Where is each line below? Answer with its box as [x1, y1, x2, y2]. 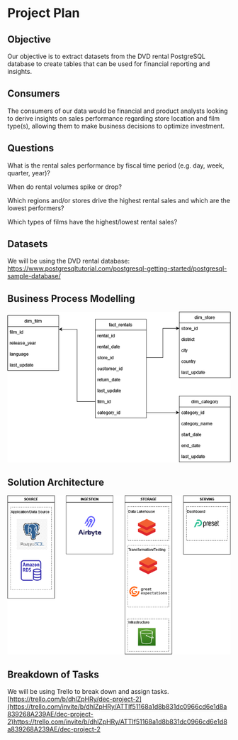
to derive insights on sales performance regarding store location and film [7, 114, 220, 122]
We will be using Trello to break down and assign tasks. [7, 687, 169, 696]
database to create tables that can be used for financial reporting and [7, 60, 210, 68]
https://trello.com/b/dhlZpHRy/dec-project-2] [9, 695, 142, 704]
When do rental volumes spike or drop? [7, 183, 123, 191]
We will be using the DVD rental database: [7, 257, 130, 266]
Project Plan [7, 5, 80, 21]
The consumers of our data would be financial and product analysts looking [7, 107, 228, 115]
